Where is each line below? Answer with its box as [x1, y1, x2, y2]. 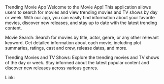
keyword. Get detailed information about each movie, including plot [5, 40, 141, 46]
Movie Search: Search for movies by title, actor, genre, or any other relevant [5, 34, 159, 40]
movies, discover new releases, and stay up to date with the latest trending [5, 20, 157, 26]
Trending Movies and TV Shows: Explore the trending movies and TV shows [5, 55, 159, 60]
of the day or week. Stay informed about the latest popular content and [5, 60, 149, 65]
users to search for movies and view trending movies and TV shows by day [5, 9, 158, 15]
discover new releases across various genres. [5, 65, 98, 71]
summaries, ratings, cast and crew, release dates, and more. [5, 45, 128, 51]
